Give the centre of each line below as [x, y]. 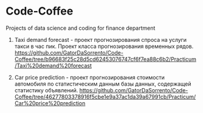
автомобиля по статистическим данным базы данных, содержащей [103, 84]
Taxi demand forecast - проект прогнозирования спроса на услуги [100, 39]
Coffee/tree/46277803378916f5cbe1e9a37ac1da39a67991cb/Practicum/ [105, 97]
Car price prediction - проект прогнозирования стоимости [90, 77]
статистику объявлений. [46, 90]
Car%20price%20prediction [50, 103]
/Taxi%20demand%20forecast [53, 66]
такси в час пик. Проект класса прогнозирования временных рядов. [104, 46]
